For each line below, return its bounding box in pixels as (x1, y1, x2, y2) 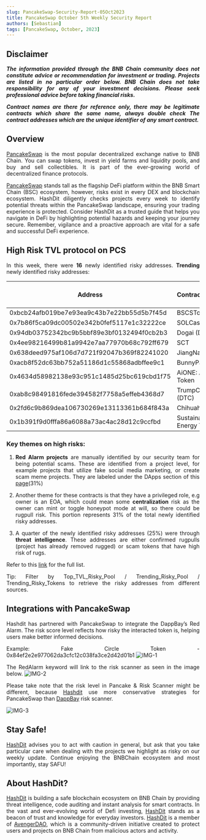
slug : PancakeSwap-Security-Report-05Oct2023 (6, 9, 124, 15)
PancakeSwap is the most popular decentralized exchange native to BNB (6, 150, 200, 157)
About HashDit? (6, 778, 69, 788)
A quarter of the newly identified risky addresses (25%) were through (15, 529, 200, 537)
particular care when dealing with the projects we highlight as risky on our (6, 747, 200, 755)
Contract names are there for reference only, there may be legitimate (6, 103, 200, 111)
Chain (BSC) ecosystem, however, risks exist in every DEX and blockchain (6, 188, 200, 195)
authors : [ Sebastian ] (6, 20, 62, 26)
